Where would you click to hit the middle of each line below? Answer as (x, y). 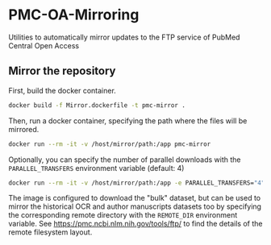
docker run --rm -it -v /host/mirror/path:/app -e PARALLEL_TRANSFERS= (131, 183)
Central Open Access (44, 45)
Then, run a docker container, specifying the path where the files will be (128, 120)
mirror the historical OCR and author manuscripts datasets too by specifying (135, 206)
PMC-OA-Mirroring (74, 15)
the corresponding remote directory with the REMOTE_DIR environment (123, 215)
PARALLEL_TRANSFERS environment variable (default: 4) (96, 168)
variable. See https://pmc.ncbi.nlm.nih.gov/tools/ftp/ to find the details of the (135, 224)
